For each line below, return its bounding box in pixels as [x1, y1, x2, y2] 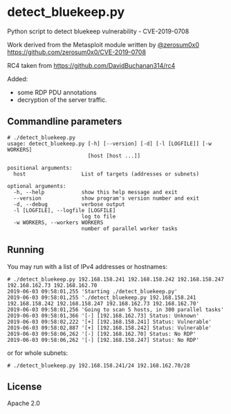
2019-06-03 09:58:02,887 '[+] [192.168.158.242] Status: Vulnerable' [7, 324, 212, 331]
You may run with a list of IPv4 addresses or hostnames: [7, 262, 168, 270]
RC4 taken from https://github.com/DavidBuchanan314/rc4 [7, 61, 176, 69]
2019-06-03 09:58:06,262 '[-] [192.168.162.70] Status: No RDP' [7, 330, 196, 337]
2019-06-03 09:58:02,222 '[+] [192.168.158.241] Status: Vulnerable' [7, 318, 212, 325]
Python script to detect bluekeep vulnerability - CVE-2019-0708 [7, 27, 190, 35]
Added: [7, 74, 28, 83]
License [7, 381, 42, 393]
